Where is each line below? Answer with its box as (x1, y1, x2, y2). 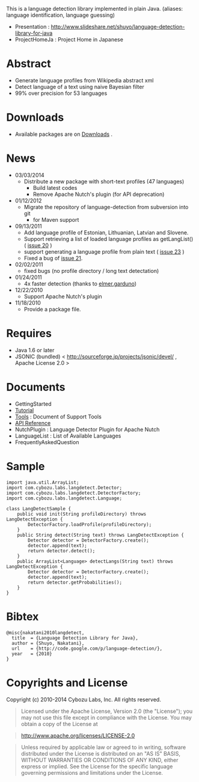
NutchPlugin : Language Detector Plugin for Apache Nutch (14, 426, 160, 433)
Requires (6, 327, 52, 340)
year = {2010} (11, 650, 52, 657)
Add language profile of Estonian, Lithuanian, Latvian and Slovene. (23, 228, 189, 236)
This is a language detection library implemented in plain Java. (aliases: (6, 5, 183, 12)
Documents (6, 380, 66, 394)
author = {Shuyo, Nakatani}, (11, 640, 85, 646)
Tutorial (14, 406, 34, 414)
